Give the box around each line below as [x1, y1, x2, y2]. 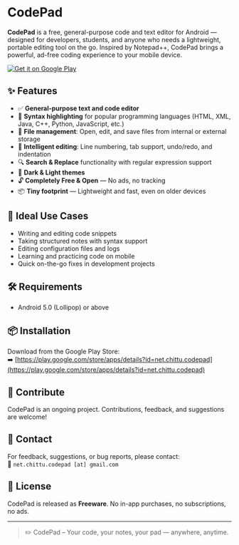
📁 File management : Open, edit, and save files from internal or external [17, 127, 227, 135]
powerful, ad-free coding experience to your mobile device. [7, 51, 183, 59]
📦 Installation [7, 325, 71, 337]
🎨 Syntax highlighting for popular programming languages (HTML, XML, [17, 112, 231, 120]
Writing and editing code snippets [17, 229, 117, 237]
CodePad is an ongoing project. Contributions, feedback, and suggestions [7, 405, 225, 413]
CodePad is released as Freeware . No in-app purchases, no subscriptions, [7, 499, 226, 508]
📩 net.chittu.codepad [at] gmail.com [7, 460, 119, 468]
